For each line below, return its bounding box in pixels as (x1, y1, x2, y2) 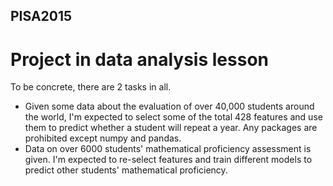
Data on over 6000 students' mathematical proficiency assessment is (24, 143, 312, 155)
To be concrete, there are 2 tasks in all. (10, 81, 172, 93)
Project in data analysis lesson (10, 48, 269, 71)
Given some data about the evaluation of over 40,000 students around (24, 100, 315, 113)
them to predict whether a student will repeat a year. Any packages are (24, 122, 318, 134)
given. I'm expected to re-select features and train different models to (24, 154, 313, 166)
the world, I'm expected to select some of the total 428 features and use (24, 111, 323, 123)
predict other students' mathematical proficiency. (24, 164, 228, 176)
